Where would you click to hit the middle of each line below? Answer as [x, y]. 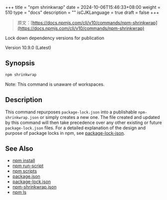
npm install [24, 161]
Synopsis [20, 63]
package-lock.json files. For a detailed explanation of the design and [76, 128]
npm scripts [25, 171]
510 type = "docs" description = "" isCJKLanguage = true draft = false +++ [82, 12]
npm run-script [28, 166]
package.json [26, 177]
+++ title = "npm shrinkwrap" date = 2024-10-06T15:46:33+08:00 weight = [83, 7]
